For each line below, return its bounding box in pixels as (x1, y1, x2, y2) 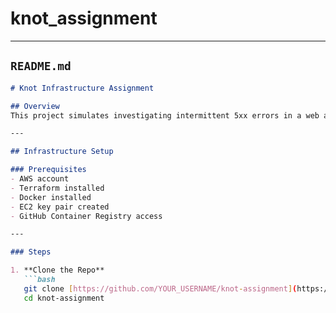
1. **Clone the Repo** (10, 265, 105, 276)
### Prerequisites (10, 165, 87, 175)
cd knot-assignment (23, 293, 105, 303)
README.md (10, 59, 72, 74)
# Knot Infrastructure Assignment (10, 83, 155, 93)
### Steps (10, 247, 52, 257)
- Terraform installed (10, 183, 105, 193)
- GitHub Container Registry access (10, 211, 163, 221)
